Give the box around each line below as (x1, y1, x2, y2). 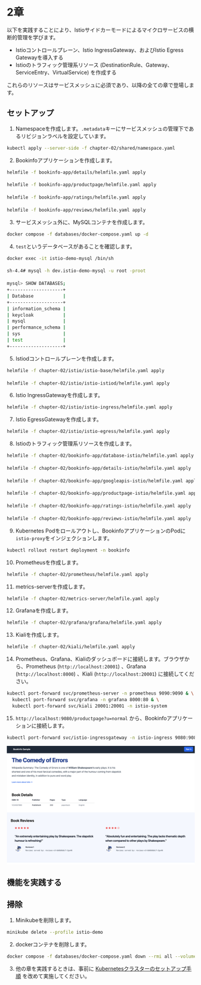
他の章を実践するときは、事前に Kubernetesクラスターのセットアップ (15, 965, 187, 972)
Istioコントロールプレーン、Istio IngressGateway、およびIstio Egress (15, 46, 184, 54)
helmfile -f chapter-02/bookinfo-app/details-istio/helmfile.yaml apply (7, 465, 191, 471)
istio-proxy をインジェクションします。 (15, 534, 113, 541)
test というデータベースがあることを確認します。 (15, 243, 136, 250)
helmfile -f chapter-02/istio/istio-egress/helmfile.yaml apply (7, 429, 170, 435)
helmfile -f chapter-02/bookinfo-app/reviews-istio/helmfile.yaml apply (7, 515, 191, 522)
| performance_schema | (7, 324, 66, 331)
